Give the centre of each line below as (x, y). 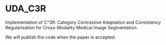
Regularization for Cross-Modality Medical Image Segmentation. (71, 27)
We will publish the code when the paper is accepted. (61, 37)
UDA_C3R (26, 9)
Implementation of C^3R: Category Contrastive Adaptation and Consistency (83, 22)
